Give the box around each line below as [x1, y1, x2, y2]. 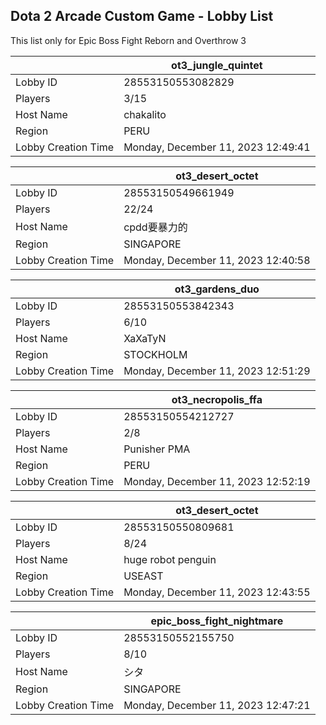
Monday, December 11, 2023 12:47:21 [123, 698, 311, 712]
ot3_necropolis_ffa [171, 392, 263, 406]
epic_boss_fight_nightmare [150, 614, 284, 628]
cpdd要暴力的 [123, 220, 188, 234]
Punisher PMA [123, 442, 191, 456]
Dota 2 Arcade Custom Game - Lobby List [10, 8, 274, 25]
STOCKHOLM [123, 347, 188, 361]
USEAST [123, 569, 164, 583]
